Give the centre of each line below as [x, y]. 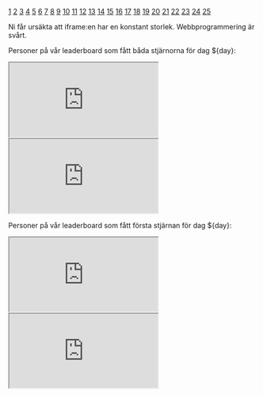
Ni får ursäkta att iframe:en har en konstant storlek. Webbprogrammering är [131, 27]
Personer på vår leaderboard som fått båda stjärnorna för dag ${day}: [122, 50]
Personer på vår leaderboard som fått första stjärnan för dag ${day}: [120, 225]
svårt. [18, 35]
